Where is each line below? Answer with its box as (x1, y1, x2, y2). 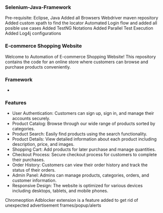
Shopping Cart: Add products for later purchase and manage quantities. (12, 146, 156, 152)
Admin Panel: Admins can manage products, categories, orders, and (12, 172, 149, 178)
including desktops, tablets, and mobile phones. (12, 188, 109, 194)
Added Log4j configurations (5, 31, 62, 36)
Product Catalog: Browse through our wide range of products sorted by (12, 121, 156, 126)
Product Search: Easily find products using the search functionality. (12, 131, 147, 137)
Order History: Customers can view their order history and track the (12, 162, 148, 168)
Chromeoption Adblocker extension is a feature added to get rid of (5, 197, 139, 203)
